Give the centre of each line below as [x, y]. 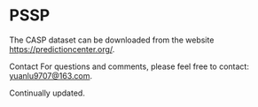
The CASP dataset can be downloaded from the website [112, 40]
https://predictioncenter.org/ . [62, 49]
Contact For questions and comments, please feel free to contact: [129, 66]
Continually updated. [47, 93]
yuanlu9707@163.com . [51, 75]
